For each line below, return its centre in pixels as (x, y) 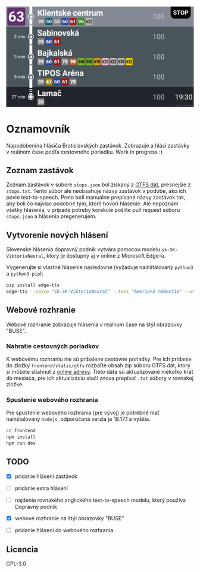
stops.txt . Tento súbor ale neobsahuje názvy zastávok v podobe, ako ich (96, 191)
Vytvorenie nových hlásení (57, 235)
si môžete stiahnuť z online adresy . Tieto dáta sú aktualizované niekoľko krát (100, 372)
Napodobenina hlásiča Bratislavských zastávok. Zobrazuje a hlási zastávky (98, 145)
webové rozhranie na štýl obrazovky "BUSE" (69, 518)
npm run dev (21, 443)
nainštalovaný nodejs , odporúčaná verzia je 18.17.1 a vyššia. (78, 419)
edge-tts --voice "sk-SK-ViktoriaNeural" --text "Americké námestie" (94, 292)
